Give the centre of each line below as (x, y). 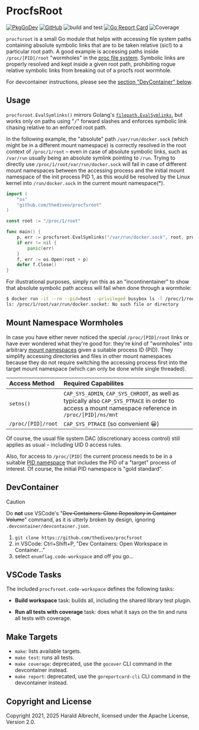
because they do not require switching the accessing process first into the (97, 362)
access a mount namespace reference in (120, 408)
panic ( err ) (41, 248)
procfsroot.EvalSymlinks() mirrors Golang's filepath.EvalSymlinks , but (94, 114)
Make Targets (32, 637)
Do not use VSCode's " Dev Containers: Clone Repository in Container (91, 513)
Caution (16, 502)
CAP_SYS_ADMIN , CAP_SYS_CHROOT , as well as (121, 393)
